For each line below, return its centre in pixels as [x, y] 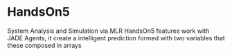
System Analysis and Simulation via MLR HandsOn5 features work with [108, 31]
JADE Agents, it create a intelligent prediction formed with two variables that [116, 38]
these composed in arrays [44, 45]
